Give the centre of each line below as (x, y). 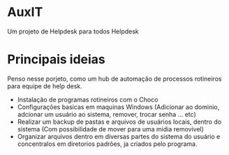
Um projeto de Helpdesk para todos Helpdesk (73, 31)
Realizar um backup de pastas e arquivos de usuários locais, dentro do (119, 122)
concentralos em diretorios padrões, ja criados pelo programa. (107, 144)
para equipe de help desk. (45, 86)
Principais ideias (57, 59)
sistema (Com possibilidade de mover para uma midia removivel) (111, 129)
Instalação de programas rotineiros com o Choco (88, 99)
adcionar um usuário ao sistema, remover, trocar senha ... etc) (107, 114)
